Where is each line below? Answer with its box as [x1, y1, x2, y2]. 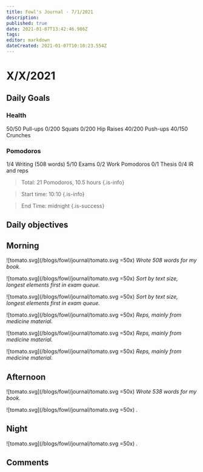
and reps [6, 167, 28, 174]
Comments [6, 457, 49, 468]
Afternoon [6, 372, 46, 382]
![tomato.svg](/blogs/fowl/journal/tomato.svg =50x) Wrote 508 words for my [6, 256, 197, 264]
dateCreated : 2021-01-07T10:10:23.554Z [6, 43, 107, 49]
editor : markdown [6, 37, 50, 43]
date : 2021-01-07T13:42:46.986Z [6, 26, 88, 32]
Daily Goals [6, 93, 50, 103]
